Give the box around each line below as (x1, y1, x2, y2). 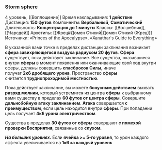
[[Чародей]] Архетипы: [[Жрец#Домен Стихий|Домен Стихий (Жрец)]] (5, 30, 152, 36)
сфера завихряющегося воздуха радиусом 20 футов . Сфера (5, 50, 135, 55)
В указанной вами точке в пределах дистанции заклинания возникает (5, 45, 151, 50)
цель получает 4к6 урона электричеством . (5, 111, 97, 117)
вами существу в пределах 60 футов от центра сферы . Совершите (5, 95, 146, 101)
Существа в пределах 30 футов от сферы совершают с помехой (5, 120, 141, 126)
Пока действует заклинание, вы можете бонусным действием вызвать (5, 85, 154, 91)
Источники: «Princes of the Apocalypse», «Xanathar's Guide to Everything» (5, 35, 157, 41)
